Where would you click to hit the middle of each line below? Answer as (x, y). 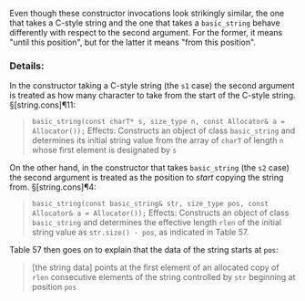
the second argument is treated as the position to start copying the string (147, 178)
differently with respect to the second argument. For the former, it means (146, 32)
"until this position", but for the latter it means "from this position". (133, 42)
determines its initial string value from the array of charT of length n (158, 140)
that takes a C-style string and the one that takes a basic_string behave (145, 23)
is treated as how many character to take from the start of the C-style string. (152, 96)
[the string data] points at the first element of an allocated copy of (155, 267)
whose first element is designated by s (104, 150)
